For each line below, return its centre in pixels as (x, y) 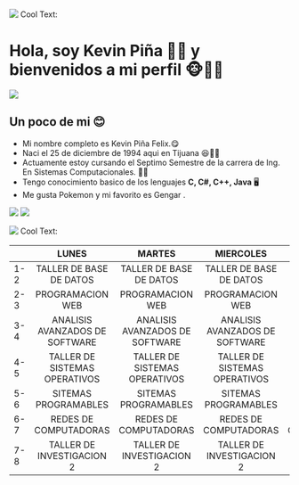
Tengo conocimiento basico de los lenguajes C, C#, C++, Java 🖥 (141, 182)
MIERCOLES (241, 253)
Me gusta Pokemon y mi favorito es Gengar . (104, 194)
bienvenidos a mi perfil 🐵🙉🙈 (117, 70)
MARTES (157, 253)
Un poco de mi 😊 (57, 122)
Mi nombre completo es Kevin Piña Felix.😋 (101, 144)
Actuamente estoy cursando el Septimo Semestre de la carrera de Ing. (151, 162)
